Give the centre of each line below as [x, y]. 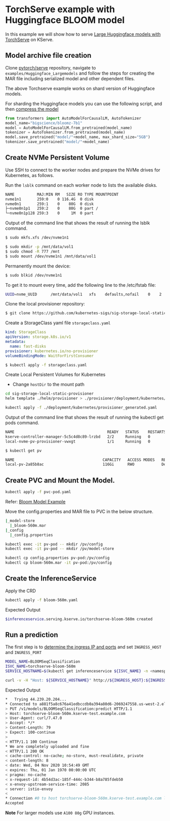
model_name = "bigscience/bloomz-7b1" [44, 123]
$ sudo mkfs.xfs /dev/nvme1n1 [37, 238]
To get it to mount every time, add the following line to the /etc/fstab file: [80, 285]
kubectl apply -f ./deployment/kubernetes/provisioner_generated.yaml [81, 408]
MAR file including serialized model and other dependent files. [70, 78]
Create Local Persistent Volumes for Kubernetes [55, 374]
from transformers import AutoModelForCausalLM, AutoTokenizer [73, 118]
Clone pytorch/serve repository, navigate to [51, 67]
